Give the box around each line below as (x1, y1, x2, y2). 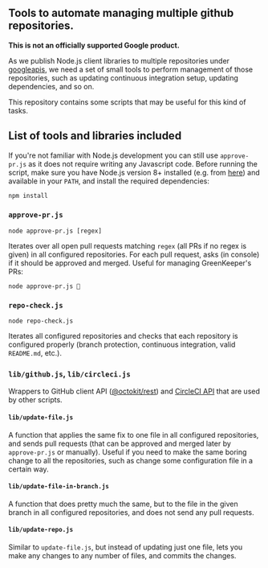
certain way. (8, 464, 50, 474)
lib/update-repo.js (8, 526, 74, 534)
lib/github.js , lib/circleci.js (8, 368, 131, 380)
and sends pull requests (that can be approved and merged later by (8, 438, 231, 448)
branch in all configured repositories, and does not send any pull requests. (8, 507, 254, 517)
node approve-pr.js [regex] (8, 227, 103, 235)
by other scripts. (8, 395, 63, 405)
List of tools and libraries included (8, 129, 182, 143)
